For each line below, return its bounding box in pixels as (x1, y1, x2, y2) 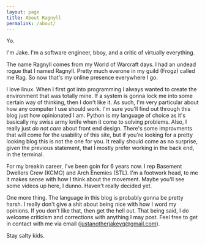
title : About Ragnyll (6, 15, 62, 21)
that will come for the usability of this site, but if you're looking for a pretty (6, 131, 193, 138)
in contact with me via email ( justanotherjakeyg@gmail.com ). (6, 220, 160, 227)
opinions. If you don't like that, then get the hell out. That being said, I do (6, 207, 189, 214)
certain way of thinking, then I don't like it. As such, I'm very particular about (6, 99, 199, 106)
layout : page (6, 9, 40, 15)
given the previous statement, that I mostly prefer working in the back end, (6, 145, 195, 152)
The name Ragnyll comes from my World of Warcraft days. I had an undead (6, 61, 196, 68)
